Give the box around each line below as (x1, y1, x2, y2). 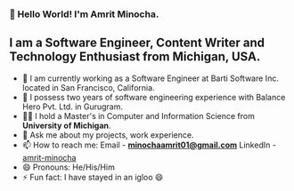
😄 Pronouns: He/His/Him (21, 162, 116, 172)
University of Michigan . (21, 120, 111, 131)
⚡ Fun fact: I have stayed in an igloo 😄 (21, 171, 164, 182)
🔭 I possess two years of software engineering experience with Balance (21, 92, 286, 102)
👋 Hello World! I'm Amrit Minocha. (9, 8, 159, 20)
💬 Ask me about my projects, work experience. (21, 129, 194, 140)
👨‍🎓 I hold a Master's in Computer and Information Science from (21, 110, 256, 121)
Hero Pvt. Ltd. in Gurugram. (21, 101, 123, 112)
